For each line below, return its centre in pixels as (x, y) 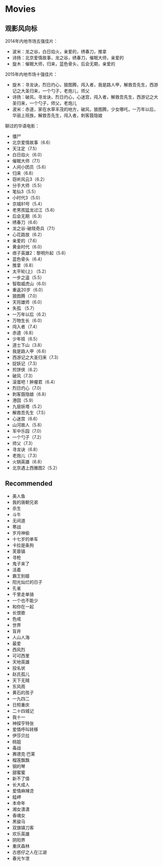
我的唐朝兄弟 (25, 502)
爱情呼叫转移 (25, 729)
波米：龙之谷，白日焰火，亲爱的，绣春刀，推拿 (59, 52)
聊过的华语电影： (22, 126)
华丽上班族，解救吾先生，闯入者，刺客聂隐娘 (57, 115)
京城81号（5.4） (28, 204)
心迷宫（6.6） (26, 419)
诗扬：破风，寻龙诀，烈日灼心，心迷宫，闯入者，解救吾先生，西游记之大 (85, 97)
